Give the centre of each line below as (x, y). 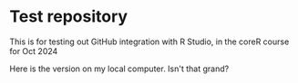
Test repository (69, 17)
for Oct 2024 (34, 51)
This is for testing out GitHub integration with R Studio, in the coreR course (149, 41)
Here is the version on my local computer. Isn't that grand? (119, 69)
